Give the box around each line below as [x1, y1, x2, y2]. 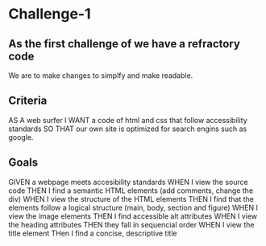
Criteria [8, 94, 48, 108]
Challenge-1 [8, 5, 91, 23]
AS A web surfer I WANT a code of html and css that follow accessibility [8, 115, 247, 125]
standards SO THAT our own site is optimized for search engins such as [8, 124, 247, 133]
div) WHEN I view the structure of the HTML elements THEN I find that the [8, 194, 254, 203]
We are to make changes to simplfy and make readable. [8, 71, 193, 80]
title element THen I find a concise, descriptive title [8, 228, 177, 238]
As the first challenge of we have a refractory [8, 37, 240, 51]
